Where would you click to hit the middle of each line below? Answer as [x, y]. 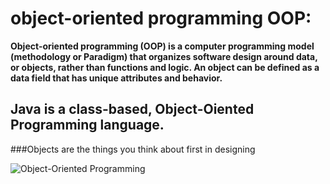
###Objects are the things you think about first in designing [133, 149]
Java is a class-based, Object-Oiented [132, 109]
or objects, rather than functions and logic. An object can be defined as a [165, 67]
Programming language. [87, 125]
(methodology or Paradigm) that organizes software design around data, [164, 56]
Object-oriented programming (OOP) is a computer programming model [162, 46]
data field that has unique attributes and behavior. [116, 78]
